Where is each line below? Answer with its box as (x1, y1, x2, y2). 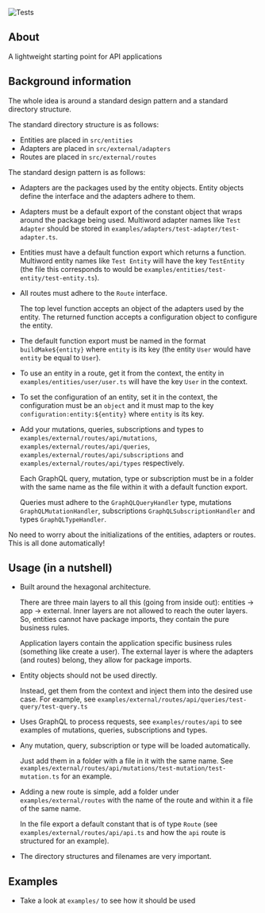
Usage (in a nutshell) (8, 561, 113, 575)
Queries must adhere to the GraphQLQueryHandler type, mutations (19, 497, 232, 507)
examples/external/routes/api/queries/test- (98, 696, 248, 704)
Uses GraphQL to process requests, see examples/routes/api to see (19, 717, 243, 727)
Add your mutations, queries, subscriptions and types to (19, 424, 204, 433)
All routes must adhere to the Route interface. (19, 288, 168, 297)
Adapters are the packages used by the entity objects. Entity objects (19, 183, 244, 192)
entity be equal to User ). (19, 352, 102, 362)
